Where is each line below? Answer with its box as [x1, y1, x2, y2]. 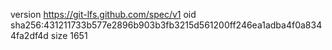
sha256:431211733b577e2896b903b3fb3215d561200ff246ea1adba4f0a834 [10, 19, 323, 31]
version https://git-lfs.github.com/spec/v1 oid [10, 9, 197, 20]
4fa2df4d [10, 30, 49, 41]
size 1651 [50, 30, 88, 41]
